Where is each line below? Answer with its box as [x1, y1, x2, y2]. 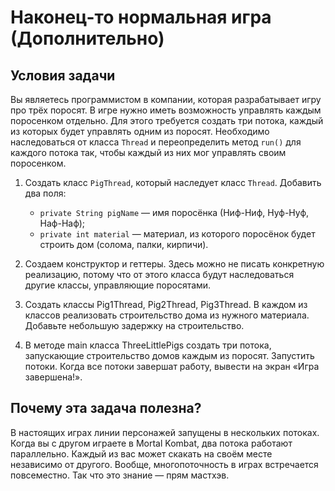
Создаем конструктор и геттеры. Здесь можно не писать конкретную [24, 258, 325, 270]
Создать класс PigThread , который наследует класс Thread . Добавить [24, 177, 322, 188]
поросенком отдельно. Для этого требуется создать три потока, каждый [10, 115, 324, 126]
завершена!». [24, 371, 83, 383]
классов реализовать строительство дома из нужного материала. [24, 309, 310, 321]
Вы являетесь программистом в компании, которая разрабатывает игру [10, 94, 322, 105]
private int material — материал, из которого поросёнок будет [39, 228, 316, 240]
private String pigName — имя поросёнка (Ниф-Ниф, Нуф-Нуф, [39, 207, 310, 218]
